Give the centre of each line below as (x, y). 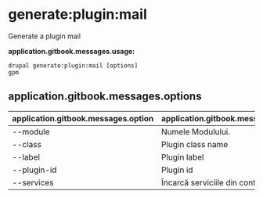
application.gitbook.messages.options (105, 97)
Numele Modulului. (196, 131)
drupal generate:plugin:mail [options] (73, 65)
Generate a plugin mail (44, 36)
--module (31, 131)
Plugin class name (195, 144)
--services (33, 182)
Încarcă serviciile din (199, 182)
